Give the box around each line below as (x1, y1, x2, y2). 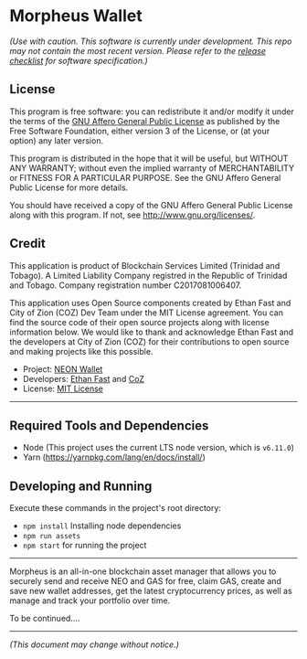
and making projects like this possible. (9, 345, 153, 356)
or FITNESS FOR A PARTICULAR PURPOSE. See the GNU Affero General (9, 172, 281, 183)
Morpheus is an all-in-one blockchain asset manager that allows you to (9, 566, 277, 577)
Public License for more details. (9, 182, 129, 193)
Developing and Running (9, 478, 153, 494)
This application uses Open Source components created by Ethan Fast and (9, 297, 291, 308)
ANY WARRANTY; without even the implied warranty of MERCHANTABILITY (9, 162, 295, 174)
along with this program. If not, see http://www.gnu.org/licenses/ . (9, 209, 256, 220)
